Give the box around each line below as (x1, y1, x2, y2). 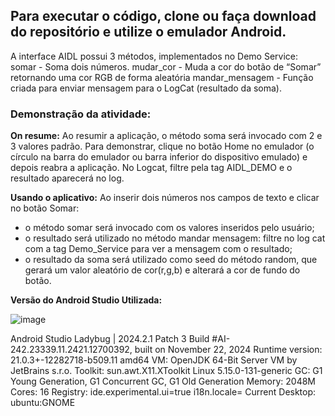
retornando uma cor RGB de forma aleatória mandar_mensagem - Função (10, 71, 314, 83)
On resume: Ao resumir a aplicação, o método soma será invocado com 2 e (10, 130, 323, 142)
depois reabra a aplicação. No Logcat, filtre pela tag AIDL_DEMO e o (10, 162, 293, 174)
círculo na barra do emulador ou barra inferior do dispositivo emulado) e (10, 151, 308, 163)
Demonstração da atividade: (10, 107, 152, 121)
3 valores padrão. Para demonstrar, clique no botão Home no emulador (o (10, 140, 315, 153)
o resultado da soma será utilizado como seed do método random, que (24, 254, 318, 266)
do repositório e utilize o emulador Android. (10, 24, 287, 41)
